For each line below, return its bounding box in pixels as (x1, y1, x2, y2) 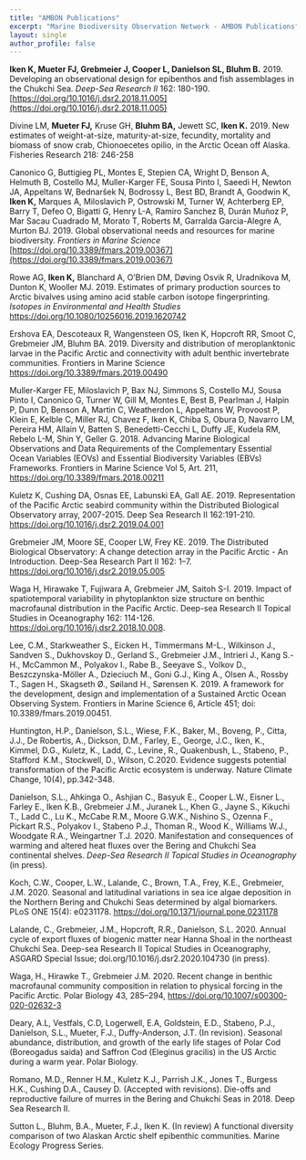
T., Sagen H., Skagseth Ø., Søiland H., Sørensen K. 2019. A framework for (9, 679, 285, 690)
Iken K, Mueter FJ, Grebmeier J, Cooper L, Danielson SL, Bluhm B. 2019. (9, 64, 284, 75)
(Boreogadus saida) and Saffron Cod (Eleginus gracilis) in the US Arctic (9, 1047, 277, 1058)
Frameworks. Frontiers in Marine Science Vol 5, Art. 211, (9, 463, 219, 474)
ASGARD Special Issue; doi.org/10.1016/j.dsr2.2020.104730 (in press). (9, 953, 270, 964)
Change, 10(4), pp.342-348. (9, 774, 116, 785)
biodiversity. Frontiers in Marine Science (9, 235, 161, 246)
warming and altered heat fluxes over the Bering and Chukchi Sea (9, 841, 257, 852)
